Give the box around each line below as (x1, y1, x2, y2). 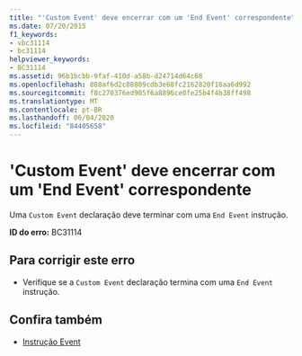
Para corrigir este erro (9, 253, 136, 268)
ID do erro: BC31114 (9, 227, 83, 237)
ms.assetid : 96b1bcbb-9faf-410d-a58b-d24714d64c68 (9, 72, 203, 81)
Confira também (9, 312, 103, 328)
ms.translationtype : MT (9, 96, 99, 106)
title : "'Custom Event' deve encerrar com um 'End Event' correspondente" (9, 13, 296, 22)
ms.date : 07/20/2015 (9, 22, 87, 31)
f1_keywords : (9, 30, 58, 39)
